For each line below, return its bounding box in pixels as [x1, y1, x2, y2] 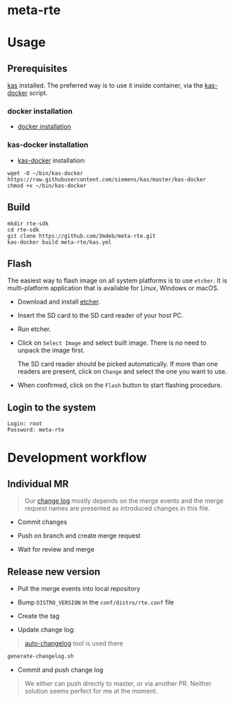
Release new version [7, 566, 101, 578]
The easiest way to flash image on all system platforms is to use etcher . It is [7, 276, 228, 285]
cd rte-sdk [7, 226, 39, 233]
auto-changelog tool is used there [24, 639, 123, 648]
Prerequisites [7, 62, 68, 74]
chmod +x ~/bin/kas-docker [7, 182, 87, 189]
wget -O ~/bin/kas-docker [7, 169, 83, 177]
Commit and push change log [17, 665, 104, 674]
